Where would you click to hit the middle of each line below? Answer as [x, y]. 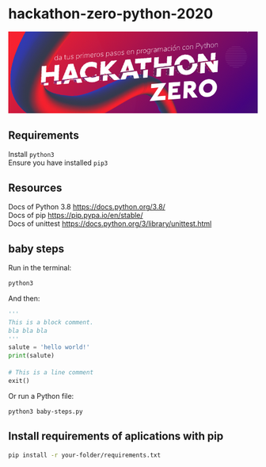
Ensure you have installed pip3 [58, 163]
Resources [35, 188]
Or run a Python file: [41, 396]
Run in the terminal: [40, 268]
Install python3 [31, 155]
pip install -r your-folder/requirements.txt [84, 456]
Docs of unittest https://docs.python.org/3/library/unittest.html [110, 224]
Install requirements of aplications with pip [116, 436]
